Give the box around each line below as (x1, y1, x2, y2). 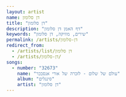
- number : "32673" (12, 64, 59, 71)
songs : (6, 59, 23, 65)
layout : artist (6, 8, 45, 15)
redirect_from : (6, 43, 45, 49)
